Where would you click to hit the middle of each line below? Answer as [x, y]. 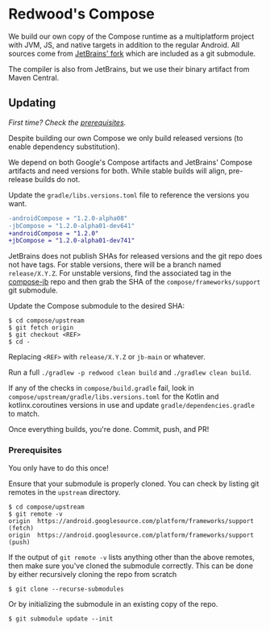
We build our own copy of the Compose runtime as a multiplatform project [131, 36]
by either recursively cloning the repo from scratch [93, 574]
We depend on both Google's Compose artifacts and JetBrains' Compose [131, 162]
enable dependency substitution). [64, 147]
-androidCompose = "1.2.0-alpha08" [68, 218]
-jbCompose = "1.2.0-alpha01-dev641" [72, 226]
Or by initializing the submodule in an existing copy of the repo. [113, 604]
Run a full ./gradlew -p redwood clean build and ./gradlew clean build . [130, 372]
